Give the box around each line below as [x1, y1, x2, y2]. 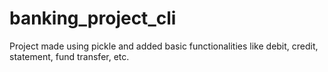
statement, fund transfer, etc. [9, 50, 130, 62]
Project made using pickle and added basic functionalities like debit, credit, [9, 40, 319, 52]
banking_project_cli [9, 7, 177, 30]
